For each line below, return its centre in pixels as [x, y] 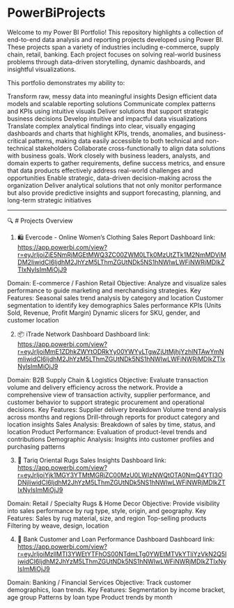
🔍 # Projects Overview [40, 221]
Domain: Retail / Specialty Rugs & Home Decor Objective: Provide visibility [114, 503]
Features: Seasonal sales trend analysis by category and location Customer [116, 297]
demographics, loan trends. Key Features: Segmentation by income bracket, [116, 590]
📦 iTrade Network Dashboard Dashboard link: [84, 334]
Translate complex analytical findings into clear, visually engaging [102, 126]
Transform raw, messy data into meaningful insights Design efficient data [112, 96]
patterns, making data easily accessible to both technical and [116, 140]
